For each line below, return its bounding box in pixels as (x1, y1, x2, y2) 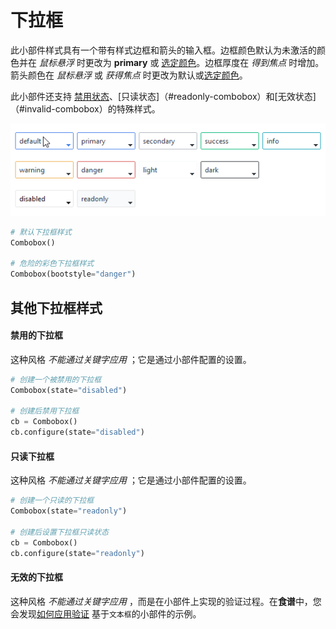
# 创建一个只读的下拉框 (10, 496, 95, 506)
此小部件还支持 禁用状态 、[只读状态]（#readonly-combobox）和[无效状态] (10, 90, 317, 102)
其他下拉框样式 (10, 299, 103, 316)
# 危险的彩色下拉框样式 (10, 259, 95, 269)
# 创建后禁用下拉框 (10, 406, 80, 416)
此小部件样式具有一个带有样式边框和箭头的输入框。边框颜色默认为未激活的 (10, 44, 317, 56)
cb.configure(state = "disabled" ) (10, 427, 145, 438)
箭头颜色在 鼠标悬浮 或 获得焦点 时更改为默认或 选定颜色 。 (10, 69, 248, 81)
